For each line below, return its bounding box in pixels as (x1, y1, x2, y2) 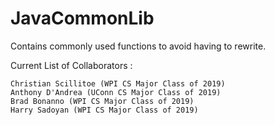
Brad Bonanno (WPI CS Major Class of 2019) (10, 96, 195, 106)
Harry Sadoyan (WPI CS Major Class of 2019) (10, 105, 199, 115)
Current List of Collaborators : (10, 59, 133, 71)
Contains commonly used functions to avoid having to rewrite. (10, 40, 267, 52)
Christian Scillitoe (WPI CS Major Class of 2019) (10, 78, 226, 89)
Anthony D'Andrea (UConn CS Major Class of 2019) (10, 87, 222, 97)
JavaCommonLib (10, 7, 155, 30)
